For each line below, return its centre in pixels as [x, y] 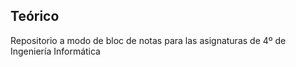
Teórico [35, 16]
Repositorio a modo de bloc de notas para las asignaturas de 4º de [148, 40]
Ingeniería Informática [55, 51]
